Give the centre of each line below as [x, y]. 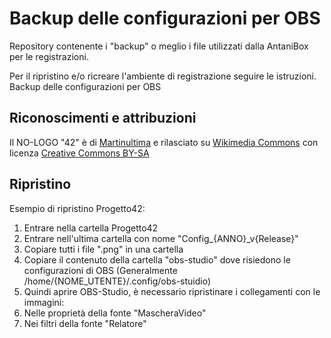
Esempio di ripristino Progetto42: [77, 208]
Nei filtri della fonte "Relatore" [85, 323]
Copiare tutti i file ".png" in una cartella [103, 249]
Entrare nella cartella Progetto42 [91, 228]
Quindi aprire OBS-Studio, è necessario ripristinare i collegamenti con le [172, 291]
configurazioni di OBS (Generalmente [100, 270]
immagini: [44, 302]
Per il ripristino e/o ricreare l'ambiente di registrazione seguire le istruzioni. [163, 76]
